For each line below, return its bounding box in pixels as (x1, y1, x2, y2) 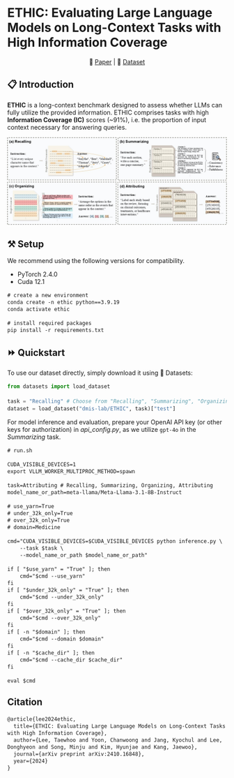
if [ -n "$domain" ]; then (7, 628, 86, 636)
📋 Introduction (7, 79, 75, 91)
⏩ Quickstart (7, 347, 65, 359)
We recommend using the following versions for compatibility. (7, 257, 185, 265)
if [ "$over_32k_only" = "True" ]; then (7, 607, 127, 615)
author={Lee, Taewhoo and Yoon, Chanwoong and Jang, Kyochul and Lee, (13, 736, 223, 744)
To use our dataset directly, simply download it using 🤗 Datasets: (7, 368, 193, 377)
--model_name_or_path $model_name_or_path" (19, 551, 148, 559)
